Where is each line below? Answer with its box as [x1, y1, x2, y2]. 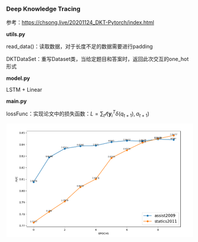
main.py [6, 98, 27, 105]
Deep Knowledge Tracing [6, 5, 81, 13]
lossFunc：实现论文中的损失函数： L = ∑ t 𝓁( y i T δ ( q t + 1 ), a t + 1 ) [6, 109, 150, 118]
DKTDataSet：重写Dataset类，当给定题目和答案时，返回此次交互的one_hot [6, 56, 189, 63]
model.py [6, 75, 30, 82]
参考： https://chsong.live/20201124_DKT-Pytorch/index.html [6, 19, 154, 26]
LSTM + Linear [6, 86, 43, 93]
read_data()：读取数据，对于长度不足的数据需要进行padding [6, 43, 153, 50]
